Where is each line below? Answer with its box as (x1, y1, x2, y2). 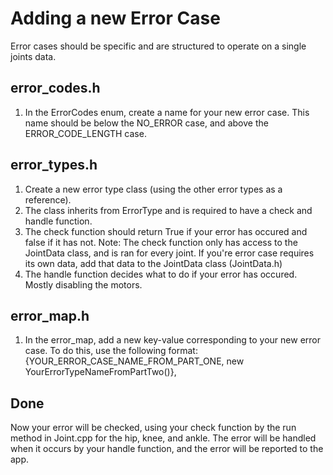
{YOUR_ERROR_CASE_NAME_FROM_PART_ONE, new (24, 355, 245, 367)
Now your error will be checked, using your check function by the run (10, 422, 297, 434)
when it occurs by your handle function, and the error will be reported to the (10, 443, 324, 455)
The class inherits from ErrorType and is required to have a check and (24, 204, 313, 216)
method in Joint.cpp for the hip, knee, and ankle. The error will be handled (10, 432, 317, 444)
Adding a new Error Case (10, 7, 221, 30)
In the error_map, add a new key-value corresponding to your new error (24, 334, 322, 346)
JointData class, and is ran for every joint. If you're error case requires (24, 247, 315, 259)
